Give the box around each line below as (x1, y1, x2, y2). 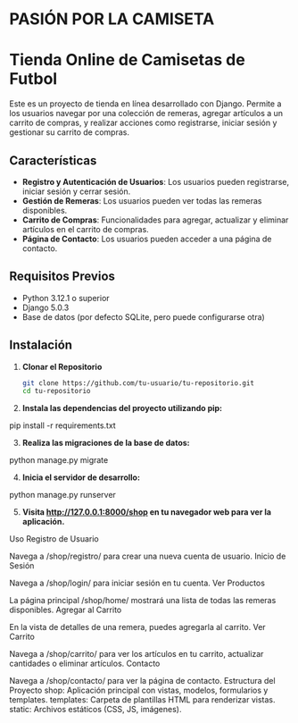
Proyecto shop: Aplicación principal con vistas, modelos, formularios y (9, 685, 269, 696)
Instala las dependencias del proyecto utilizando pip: (21, 403, 223, 414)
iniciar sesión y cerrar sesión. (21, 186, 131, 197)
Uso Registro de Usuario (9, 534, 100, 544)
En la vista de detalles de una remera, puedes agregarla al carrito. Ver (9, 622, 266, 633)
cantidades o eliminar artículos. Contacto (9, 658, 161, 669)
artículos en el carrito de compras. (21, 223, 149, 234)
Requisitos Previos (9, 269, 116, 284)
